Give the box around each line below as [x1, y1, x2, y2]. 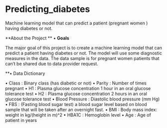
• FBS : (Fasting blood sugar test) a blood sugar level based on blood [5, 101, 147, 107]
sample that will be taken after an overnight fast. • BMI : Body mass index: [5, 106, 157, 112]
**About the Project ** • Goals [5, 35, 70, 41]
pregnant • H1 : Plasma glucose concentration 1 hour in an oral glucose [5, 85, 151, 91]
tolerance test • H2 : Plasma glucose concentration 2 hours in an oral [5, 90, 147, 96]
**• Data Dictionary [5, 70, 45, 76]
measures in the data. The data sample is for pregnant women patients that [5, 55, 160, 61]
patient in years [5, 117, 37, 123]
